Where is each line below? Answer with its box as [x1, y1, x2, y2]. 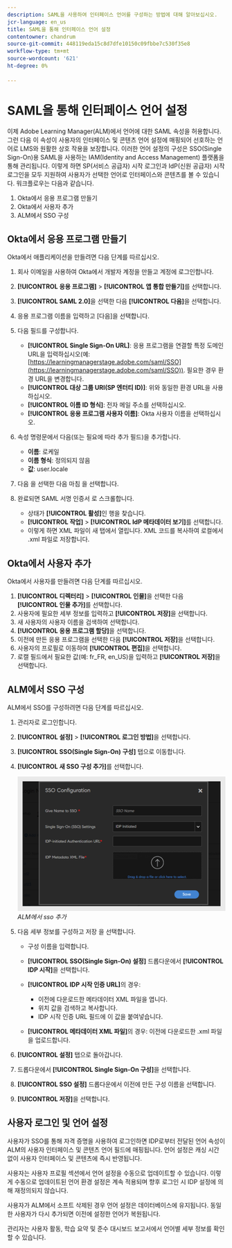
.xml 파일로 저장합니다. [27, 535, 90, 544]
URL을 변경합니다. [35, 375, 84, 383]
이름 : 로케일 [27, 447, 60, 456]
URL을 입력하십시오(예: [27, 350, 91, 359]
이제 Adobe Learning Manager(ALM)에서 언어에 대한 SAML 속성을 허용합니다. [7, 127, 222, 135]
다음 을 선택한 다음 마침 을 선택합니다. [17, 479, 119, 488]
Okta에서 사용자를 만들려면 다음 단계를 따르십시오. [7, 577, 143, 585]
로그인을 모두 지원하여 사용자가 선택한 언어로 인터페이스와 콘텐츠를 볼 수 [7, 170, 202, 178]
